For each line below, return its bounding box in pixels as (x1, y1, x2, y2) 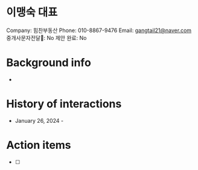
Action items (6, 139, 71, 152)
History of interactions (6, 97, 122, 111)
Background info (6, 56, 92, 70)
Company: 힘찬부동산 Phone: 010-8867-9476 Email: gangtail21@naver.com (6, 27, 192, 34)
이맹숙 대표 (6, 5, 58, 19)
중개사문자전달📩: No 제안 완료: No (6, 34, 87, 41)
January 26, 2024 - (14, 117, 64, 124)
